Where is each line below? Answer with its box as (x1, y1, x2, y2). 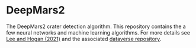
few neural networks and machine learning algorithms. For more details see (6, 29, 191, 36)
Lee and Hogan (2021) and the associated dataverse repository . (6, 35, 162, 42)
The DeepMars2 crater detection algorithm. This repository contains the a (6, 23, 187, 30)
